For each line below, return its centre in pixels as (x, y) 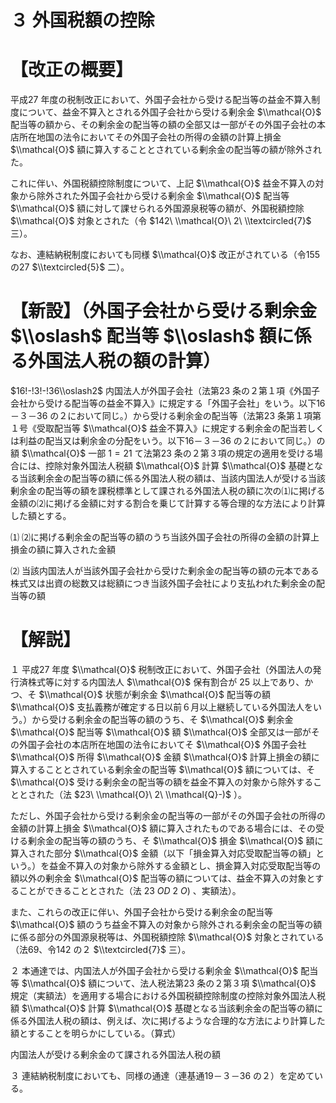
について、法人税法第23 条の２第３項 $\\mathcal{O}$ (206, 983)
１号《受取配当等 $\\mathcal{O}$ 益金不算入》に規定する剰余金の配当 (154, 428)
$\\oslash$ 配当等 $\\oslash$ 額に (152, 336)
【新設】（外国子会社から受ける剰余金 (164, 311)
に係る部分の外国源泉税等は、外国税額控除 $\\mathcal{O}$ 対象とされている (167, 937)
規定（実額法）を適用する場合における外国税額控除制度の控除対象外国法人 (163, 995)
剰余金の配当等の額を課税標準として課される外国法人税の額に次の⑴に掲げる (168, 491)
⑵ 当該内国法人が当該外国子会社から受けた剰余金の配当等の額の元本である (165, 571)
